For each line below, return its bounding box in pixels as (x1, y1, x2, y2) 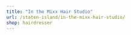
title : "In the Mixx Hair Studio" (6, 8, 94, 15)
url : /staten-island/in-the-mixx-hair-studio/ (6, 14, 126, 20)
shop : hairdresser (6, 20, 53, 26)
